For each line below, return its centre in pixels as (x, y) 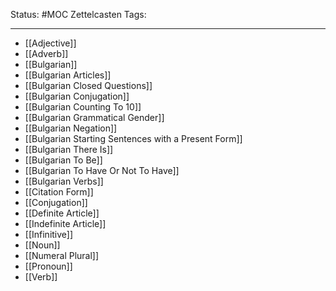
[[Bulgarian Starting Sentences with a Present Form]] (133, 138)
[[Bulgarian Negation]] (71, 128)
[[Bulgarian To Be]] (63, 160)
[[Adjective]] (50, 43)
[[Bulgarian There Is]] (69, 149)
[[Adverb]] (46, 53)
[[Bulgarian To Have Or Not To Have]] (102, 170)
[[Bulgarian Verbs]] (64, 181)
